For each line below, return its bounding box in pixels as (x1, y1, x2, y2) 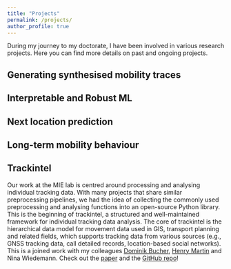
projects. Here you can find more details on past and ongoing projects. (7, 49, 208, 57)
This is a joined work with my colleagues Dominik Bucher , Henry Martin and (7, 246, 222, 255)
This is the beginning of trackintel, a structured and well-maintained (7, 210, 200, 218)
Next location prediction (7, 116, 114, 127)
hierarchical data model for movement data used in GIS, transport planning (7, 224, 219, 233)
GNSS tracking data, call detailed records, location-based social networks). (7, 239, 221, 248)
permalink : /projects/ (7, 17, 72, 23)
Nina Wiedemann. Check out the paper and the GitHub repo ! (7, 254, 179, 262)
